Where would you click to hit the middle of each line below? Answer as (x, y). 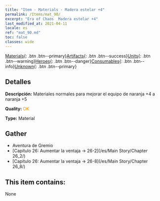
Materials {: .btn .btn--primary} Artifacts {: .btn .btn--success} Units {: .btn (78, 56)
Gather (16, 134)
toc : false (16, 38)
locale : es (16, 28)
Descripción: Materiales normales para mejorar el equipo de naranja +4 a (80, 94)
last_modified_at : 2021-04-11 (36, 23)
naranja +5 (16, 99)
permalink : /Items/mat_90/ (33, 14)
